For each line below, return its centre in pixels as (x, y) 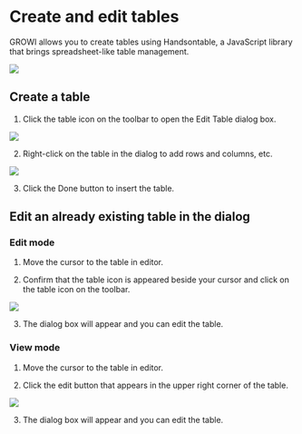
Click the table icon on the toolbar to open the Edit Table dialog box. (149, 119)
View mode (35, 348)
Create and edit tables (94, 17)
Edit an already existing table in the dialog (130, 217)
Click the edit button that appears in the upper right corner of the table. (155, 385)
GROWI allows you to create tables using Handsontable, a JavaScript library (151, 42)
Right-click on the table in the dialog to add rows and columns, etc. (147, 153)
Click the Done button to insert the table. (98, 188)
